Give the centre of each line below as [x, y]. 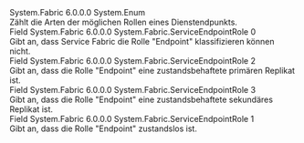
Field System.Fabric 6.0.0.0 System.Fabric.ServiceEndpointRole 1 [132, 119]
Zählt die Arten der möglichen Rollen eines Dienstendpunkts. [123, 22]
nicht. [20, 51]
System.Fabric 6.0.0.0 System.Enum [78, 12]
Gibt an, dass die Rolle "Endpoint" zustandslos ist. [104, 128]
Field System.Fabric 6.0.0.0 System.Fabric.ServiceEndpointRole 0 [133, 32]
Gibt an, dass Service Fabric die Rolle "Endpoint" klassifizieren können [142, 41]
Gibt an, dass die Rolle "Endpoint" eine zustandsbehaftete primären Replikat [152, 71]
